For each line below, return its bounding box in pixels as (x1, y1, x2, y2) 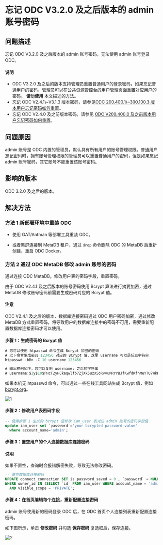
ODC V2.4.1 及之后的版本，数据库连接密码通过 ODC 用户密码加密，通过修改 (5, 314, 156, 319)
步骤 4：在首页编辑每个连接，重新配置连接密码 (5, 497, 98, 503)
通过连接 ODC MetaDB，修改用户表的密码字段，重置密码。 (5, 273, 122, 279)
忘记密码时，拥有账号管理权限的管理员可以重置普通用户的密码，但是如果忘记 (5, 153, 158, 159)
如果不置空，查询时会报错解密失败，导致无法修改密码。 (5, 462, 115, 468)
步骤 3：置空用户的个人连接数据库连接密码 (5, 439, 90, 445)
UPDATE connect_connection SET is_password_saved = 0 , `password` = (5, 477, 149, 482)
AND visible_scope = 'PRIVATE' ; (9, 486, 75, 491)
